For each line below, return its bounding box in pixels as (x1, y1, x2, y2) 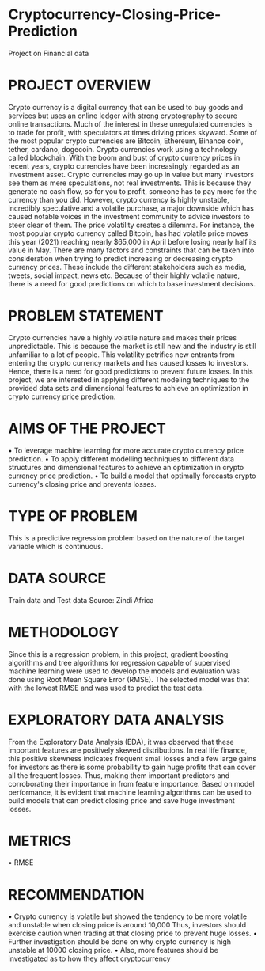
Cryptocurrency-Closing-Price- (8, 6, 221, 24)
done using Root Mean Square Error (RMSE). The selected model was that (8, 674, 250, 684)
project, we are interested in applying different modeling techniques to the (8, 374, 250, 385)
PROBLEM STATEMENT (8, 307, 164, 325)
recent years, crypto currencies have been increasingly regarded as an (8, 161, 240, 171)
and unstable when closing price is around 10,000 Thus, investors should (8, 920, 247, 930)
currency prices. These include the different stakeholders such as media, (8, 262, 247, 271)
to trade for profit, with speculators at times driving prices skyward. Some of (8, 127, 257, 137)
